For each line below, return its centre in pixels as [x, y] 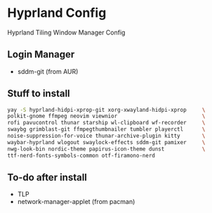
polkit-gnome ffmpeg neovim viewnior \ [106, 116]
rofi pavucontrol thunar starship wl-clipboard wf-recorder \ [106, 123]
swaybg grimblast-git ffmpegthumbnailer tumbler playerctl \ [106, 129]
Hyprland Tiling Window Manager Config [66, 32]
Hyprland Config [57, 13]
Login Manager [41, 54]
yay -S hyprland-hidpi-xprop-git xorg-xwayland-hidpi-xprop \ [106, 110]
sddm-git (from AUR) [48, 71]
